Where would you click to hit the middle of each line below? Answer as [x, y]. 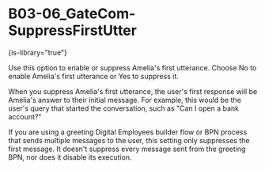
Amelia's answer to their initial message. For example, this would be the [125, 100]
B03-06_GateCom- [72, 14]
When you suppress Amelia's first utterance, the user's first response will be [133, 91]
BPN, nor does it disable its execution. [70, 157]
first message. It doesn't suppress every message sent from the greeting [127, 149]
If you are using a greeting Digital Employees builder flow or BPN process [128, 132]
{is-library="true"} [38, 52]
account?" [25, 116]
